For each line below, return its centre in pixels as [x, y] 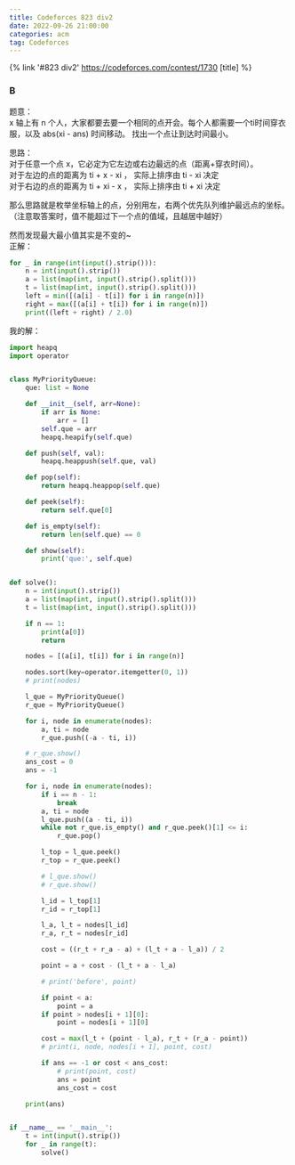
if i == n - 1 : [69, 794]
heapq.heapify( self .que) [87, 437]
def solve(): [33, 583]
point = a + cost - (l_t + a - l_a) [109, 966]
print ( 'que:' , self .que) [87, 559]
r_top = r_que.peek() [81, 860]
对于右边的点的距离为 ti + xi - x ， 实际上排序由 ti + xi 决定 [115, 186]
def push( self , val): [65, 453]
